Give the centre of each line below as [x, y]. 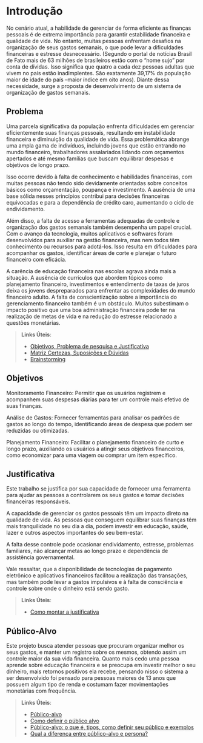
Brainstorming [48, 359]
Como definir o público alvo [65, 721]
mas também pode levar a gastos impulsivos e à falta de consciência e [95, 582]
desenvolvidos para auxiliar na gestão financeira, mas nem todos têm [93, 240]
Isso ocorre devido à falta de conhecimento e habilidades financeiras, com [99, 177]
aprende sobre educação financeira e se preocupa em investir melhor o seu [101, 665]
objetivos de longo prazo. [38, 165]
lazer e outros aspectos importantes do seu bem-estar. [75, 533]
